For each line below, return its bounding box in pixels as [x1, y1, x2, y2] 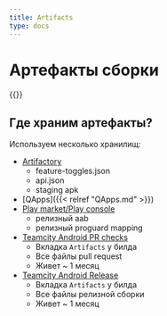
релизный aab [35, 213, 89, 224]
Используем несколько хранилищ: [9, 139, 141, 150]
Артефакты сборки [9, 60, 160, 80]
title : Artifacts [9, 12, 74, 22]
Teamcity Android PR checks [21, 232, 129, 243]
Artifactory [21, 156, 62, 167]
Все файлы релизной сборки [35, 289, 145, 300]
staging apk [35, 185, 79, 195]
